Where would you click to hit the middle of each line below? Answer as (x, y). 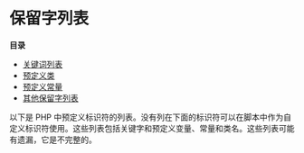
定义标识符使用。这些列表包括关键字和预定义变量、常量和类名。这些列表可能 (152, 128)
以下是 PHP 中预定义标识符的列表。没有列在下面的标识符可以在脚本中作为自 (151, 117)
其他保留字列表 (50, 98)
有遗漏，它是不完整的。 (53, 139)
